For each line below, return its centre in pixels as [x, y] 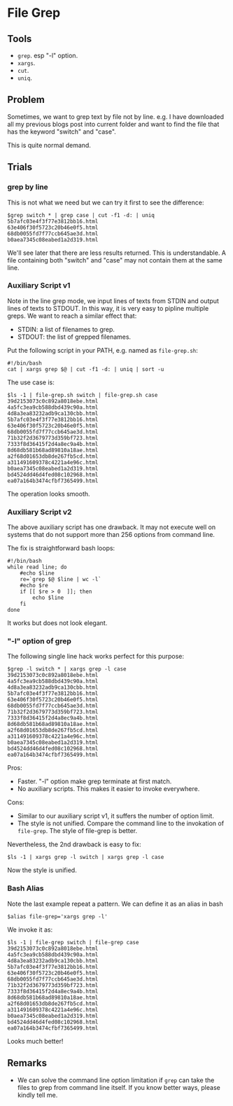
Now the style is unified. [42, 870]
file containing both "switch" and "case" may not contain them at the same [115, 260]
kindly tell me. [37, 1095]
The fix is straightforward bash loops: [61, 548]
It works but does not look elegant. [57, 623]
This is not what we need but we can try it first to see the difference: [106, 202]
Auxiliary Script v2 [40, 512]
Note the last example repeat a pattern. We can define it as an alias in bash [115, 904]
